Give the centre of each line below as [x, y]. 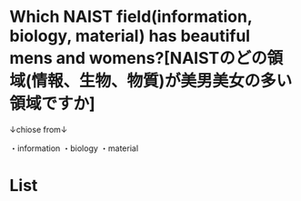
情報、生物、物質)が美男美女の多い [162, 81]
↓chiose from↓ [39, 129]
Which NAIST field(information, [131, 17]
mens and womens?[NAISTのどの [139, 59]
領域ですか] [52, 104]
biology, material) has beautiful [130, 36]
